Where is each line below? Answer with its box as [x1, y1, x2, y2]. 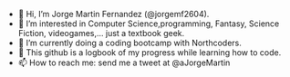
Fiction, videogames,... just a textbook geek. [17, 28, 185, 38]
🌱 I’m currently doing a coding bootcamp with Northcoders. [17, 37, 242, 48]
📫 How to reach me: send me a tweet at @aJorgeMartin [17, 57, 231, 68]
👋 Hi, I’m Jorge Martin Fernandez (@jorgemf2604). [17, 9, 210, 19]
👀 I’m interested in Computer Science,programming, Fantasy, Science [17, 18, 280, 29]
